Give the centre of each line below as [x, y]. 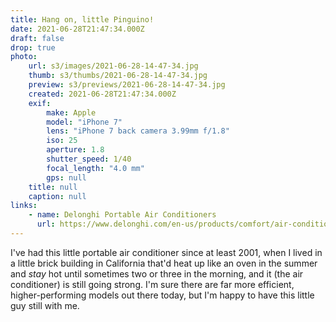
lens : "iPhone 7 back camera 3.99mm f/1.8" [138, 131]
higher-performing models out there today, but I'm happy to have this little [162, 295]
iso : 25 [62, 141]
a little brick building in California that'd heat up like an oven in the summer [164, 263]
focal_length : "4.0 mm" [95, 168]
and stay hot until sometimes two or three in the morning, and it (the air [157, 273]
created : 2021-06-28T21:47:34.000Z [102, 94]
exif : [40, 103]
